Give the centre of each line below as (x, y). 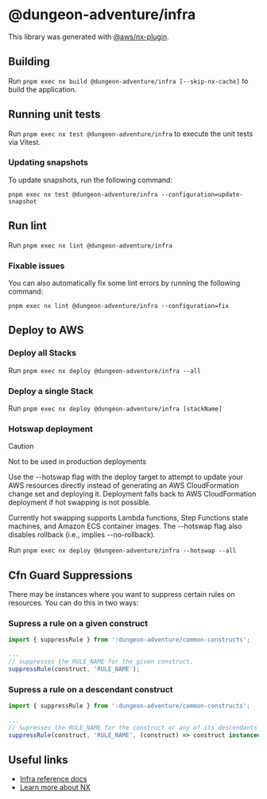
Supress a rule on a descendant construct (91, 689)
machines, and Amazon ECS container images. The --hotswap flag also (125, 526)
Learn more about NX (55, 787)
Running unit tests (54, 114)
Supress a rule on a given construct (78, 623)
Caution (21, 446)
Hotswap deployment (51, 429)
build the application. (43, 89)
